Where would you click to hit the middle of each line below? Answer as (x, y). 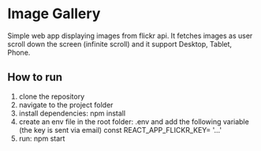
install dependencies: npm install (72, 113)
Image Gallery (54, 14)
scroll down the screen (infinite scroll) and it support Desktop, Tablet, (120, 43)
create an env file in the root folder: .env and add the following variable (134, 121)
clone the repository (52, 96)
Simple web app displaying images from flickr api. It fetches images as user (130, 36)
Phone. (19, 52)
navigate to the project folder (66, 104)
